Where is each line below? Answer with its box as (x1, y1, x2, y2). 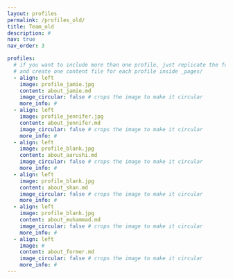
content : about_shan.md (19, 184, 89, 191)
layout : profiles (7, 10, 58, 17)
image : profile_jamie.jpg (19, 81, 95, 87)
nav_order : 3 (7, 42, 45, 49)
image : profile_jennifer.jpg (19, 113, 104, 120)
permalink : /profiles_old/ (7, 17, 85, 24)
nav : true (7, 36, 36, 43)
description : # (7, 29, 51, 37)
